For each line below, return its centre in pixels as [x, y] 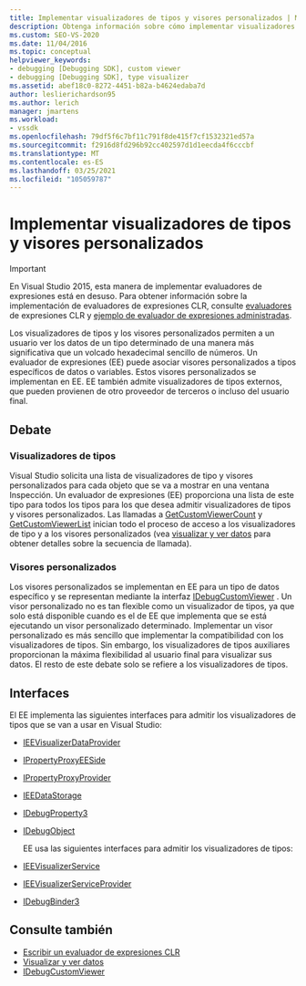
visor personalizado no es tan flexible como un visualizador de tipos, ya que [152, 607]
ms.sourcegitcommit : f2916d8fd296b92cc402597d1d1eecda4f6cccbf [132, 145]
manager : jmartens [44, 111]
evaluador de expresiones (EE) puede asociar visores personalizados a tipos [153, 362]
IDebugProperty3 [55, 813]
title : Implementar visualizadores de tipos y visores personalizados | [150, 18]
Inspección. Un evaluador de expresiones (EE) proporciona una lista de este [152, 494]
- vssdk [24, 129]
